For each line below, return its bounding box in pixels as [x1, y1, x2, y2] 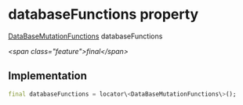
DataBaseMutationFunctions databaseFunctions [8, 31, 163, 41]
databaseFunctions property [8, 5, 199, 24]
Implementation [8, 69, 88, 83]
